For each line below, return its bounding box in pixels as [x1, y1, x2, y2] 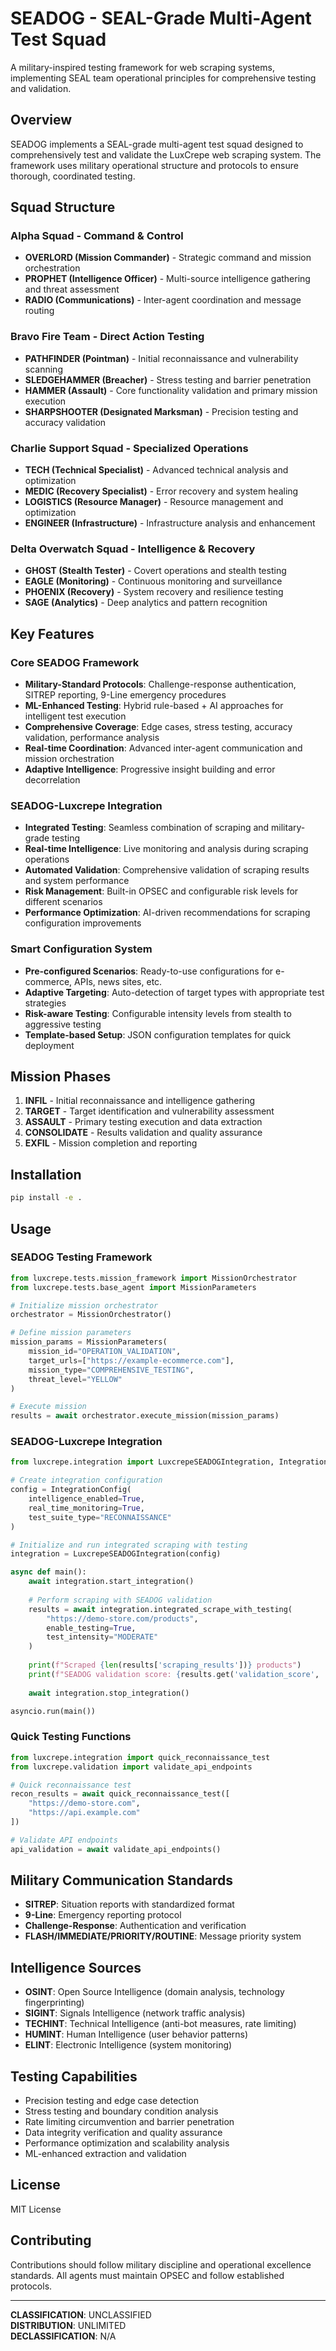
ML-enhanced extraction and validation [24, 2148, 187, 2160]
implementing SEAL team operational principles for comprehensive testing [10, 72, 317, 84]
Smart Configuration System [10, 942, 153, 956]
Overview [10, 112, 73, 129]
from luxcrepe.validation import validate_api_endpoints [10, 1762, 253, 1772]
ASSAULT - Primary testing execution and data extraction [24, 1116, 263, 1128]
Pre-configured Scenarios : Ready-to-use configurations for [24, 965, 274, 977]
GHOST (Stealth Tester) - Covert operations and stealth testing [24, 565, 287, 577]
